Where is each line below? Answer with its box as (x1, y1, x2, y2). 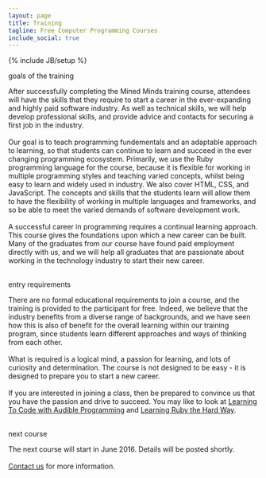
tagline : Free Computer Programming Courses (8, 26, 158, 34)
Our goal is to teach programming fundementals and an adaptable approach (8, 137, 257, 147)
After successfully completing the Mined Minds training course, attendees (8, 87, 251, 96)
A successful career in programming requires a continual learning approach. (8, 222, 258, 232)
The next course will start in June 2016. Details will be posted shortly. (8, 445, 235, 454)
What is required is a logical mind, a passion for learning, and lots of (8, 355, 231, 364)
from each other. (8, 338, 64, 347)
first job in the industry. (8, 120, 84, 130)
